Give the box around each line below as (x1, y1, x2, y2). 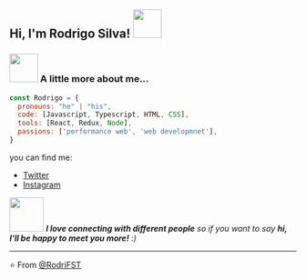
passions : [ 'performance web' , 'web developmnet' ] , (17, 127, 219, 136)
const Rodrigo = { (9, 93, 79, 103)
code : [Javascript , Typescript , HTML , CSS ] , (17, 110, 189, 119)
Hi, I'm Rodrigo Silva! (9, 26, 130, 42)
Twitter (22, 169, 50, 180)
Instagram (22, 179, 61, 190)
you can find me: (9, 152, 73, 163)
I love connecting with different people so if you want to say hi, (45, 223, 288, 234)
